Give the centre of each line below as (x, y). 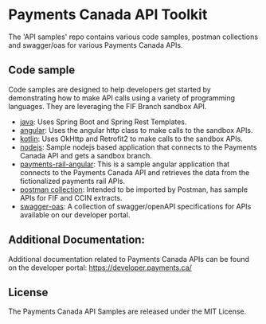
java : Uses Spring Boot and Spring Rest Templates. (103, 122)
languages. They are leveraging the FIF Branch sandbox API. (108, 106)
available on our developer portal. (75, 215)
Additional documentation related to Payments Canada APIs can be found (129, 259)
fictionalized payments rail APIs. (72, 181)
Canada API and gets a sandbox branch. (86, 155)
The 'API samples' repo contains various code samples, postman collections (133, 37)
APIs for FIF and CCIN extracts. (71, 197)
